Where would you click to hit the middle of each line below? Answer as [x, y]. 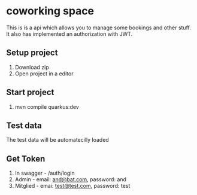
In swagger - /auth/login [45, 173]
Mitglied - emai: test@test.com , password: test [72, 186]
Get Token [26, 159]
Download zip [32, 67]
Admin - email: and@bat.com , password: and [71, 179]
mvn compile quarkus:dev [47, 106]
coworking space [50, 11]
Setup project [32, 53]
